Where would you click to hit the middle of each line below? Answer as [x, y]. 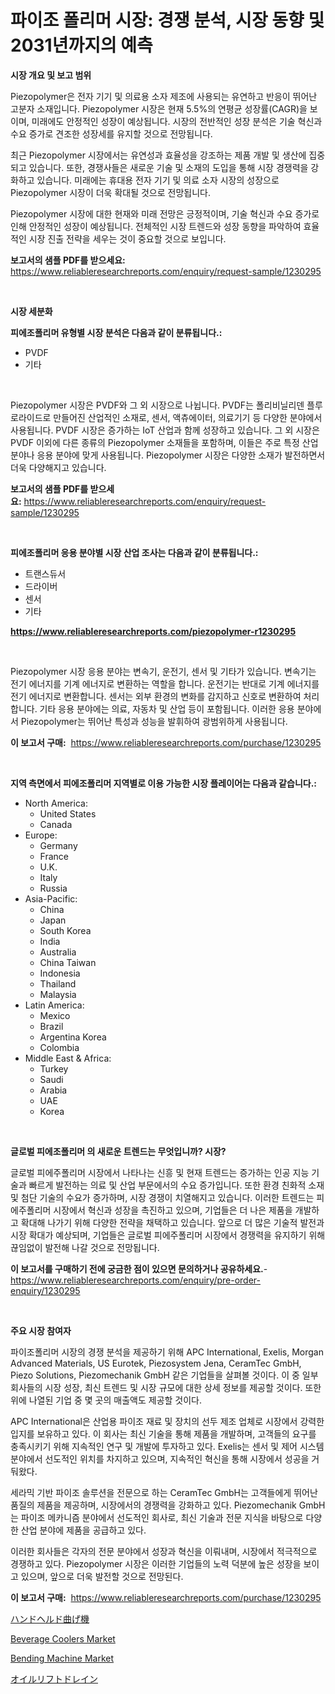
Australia [58, 952]
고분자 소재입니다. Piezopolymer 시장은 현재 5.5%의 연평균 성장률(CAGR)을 [159, 108]
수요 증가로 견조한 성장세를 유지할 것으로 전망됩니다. [111, 133]
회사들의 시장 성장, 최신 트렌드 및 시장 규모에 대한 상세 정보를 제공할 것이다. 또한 [166, 1387]
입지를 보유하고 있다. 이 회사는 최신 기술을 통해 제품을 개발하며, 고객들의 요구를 [163, 1433]
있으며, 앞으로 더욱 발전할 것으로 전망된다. [102, 1576]
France [54, 856]
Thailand [58, 983]
